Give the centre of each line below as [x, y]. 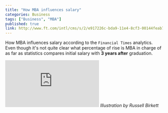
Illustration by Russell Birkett [129, 105]
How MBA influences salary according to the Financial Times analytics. [79, 42]
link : [11, 28]
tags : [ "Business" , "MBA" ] [33, 19]
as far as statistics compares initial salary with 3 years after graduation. [79, 53]
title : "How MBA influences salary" [43, 10]
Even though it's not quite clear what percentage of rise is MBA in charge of [83, 48]
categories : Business [28, 14]
